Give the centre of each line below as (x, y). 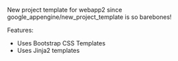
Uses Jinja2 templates (48, 50)
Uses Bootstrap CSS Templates (61, 43)
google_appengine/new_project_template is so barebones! (90, 17)
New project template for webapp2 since (65, 10)
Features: (21, 30)
